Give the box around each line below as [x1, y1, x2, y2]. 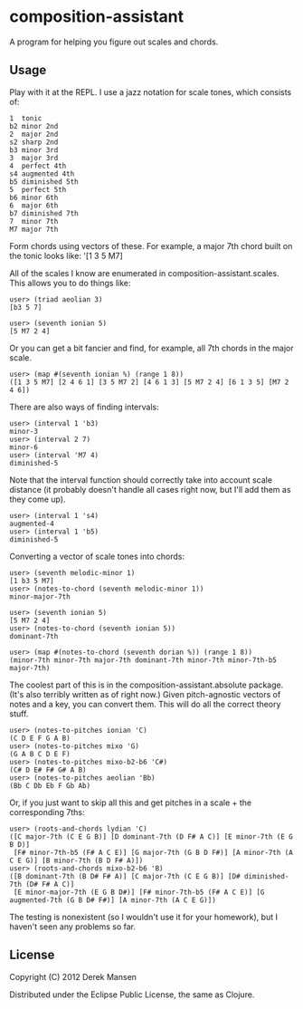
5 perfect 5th [9, 185, 67, 194]
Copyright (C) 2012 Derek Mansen [9, 971, 137, 982]
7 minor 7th [9, 216, 59, 226]
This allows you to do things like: [9, 277, 131, 288]
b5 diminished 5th [9, 177, 79, 187]
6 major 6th [9, 201, 59, 210]
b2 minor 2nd [9, 121, 59, 130]
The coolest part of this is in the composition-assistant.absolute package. [9, 679, 284, 690]
